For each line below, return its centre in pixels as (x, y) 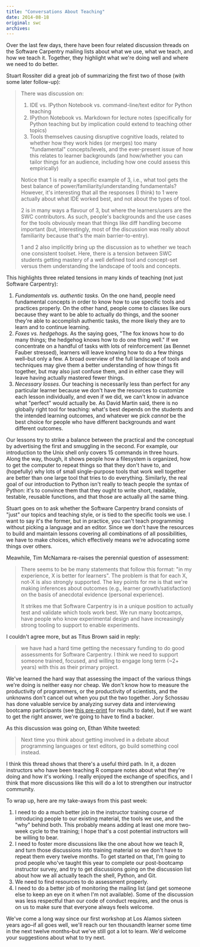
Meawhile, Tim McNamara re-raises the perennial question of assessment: (98, 558)
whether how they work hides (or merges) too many (93, 143)
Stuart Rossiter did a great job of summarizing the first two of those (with (96, 76)
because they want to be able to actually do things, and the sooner (97, 315)
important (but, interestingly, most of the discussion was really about (105, 229)
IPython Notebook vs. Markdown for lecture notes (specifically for (111, 118)
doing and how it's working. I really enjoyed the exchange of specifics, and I (99, 777)
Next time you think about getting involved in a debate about (95, 740)
